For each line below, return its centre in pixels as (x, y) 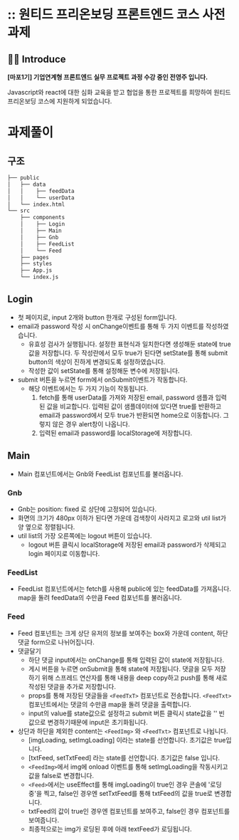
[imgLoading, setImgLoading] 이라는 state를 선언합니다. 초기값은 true (127, 740)
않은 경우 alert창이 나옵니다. (91, 424)
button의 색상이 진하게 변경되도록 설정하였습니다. (97, 362)
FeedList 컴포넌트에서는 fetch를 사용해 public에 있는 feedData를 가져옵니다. (124, 589)
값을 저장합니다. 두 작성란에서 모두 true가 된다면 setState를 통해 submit (128, 352)
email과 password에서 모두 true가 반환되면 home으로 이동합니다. (130, 415)
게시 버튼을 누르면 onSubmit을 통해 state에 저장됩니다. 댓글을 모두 (121, 668)
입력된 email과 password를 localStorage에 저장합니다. (116, 433)
